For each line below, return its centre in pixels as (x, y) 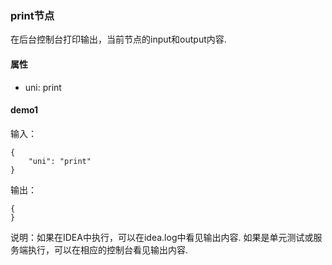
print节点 (32, 15)
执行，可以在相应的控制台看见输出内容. (108, 249)
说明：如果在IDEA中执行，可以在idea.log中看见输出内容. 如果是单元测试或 (162, 237)
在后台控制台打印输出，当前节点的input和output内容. (118, 39)
